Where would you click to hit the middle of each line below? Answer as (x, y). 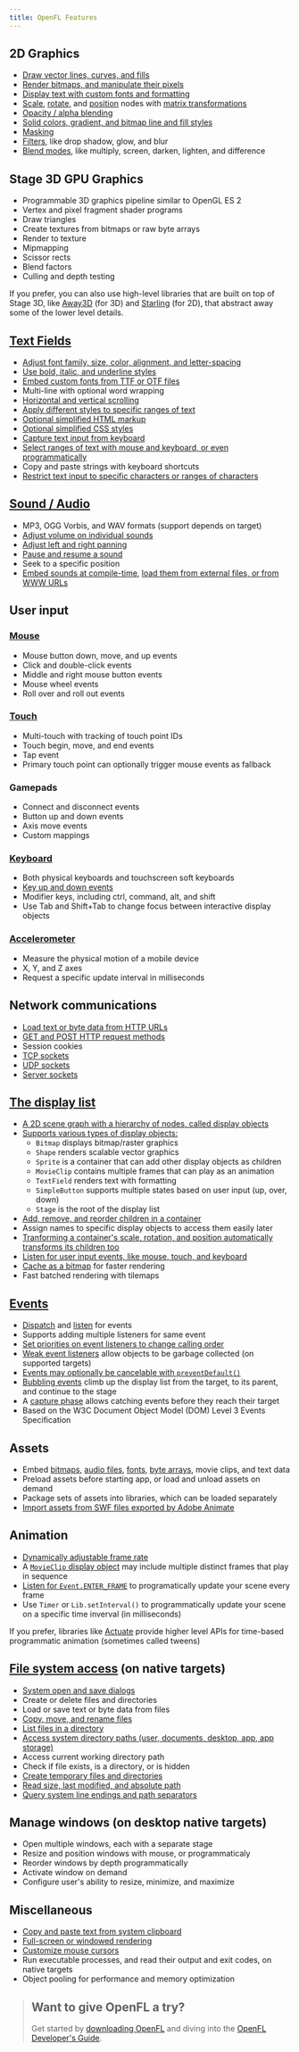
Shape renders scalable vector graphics (107, 1152)
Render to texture (54, 238)
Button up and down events (73, 817)
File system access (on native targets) (117, 1669)
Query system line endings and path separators (110, 1794)
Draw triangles (49, 220)
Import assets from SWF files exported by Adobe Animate (128, 1508)
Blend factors (47, 267)
